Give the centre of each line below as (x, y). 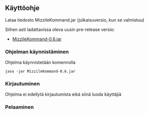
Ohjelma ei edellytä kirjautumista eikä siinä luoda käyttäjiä (63, 94)
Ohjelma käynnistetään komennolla (40, 62)
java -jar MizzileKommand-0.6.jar (40, 71)
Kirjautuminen (23, 84)
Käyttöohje (22, 8)
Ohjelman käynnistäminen (37, 52)
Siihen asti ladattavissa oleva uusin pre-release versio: (60, 29)
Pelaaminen (20, 107)
